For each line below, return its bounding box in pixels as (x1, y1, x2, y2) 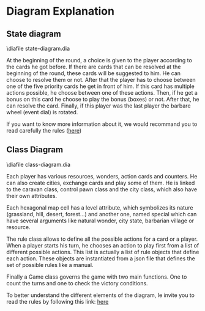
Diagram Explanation (6, 4, 115, 18)
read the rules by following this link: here (6, 298, 109, 305)
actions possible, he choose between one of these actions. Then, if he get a (6, 89, 198, 96)
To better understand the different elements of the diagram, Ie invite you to (6, 291, 195, 299)
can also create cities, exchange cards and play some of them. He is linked (6, 179, 195, 186)
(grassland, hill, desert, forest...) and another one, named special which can (6, 210, 197, 218)
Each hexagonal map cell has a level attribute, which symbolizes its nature (6, 203, 193, 211)
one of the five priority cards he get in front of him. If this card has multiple (6, 82, 195, 90)
